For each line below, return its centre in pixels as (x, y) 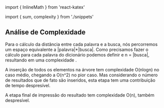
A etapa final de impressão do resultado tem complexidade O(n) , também (80, 95)
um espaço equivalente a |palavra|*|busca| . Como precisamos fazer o (77, 50)
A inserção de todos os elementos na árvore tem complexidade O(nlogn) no (82, 69)
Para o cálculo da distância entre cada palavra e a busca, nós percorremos (82, 44)
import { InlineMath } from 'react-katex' (45, 7)
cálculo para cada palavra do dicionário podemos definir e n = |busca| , (77, 54)
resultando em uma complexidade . (41, 60)
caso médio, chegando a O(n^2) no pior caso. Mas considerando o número (82, 75)
